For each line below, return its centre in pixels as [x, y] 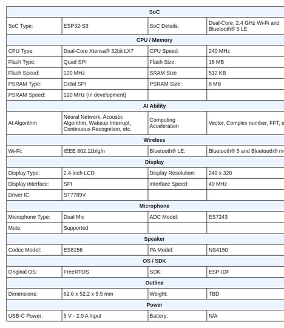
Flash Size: [163, 62]
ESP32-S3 [76, 26]
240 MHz [219, 51]
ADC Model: [164, 217]
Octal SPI [75, 84]
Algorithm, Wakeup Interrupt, [97, 123]
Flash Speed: [24, 73]
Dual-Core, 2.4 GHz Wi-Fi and [244, 23]
